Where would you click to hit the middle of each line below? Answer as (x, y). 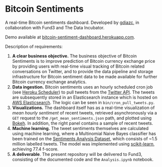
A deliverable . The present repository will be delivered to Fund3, (77, 154)
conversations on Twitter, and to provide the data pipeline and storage (83, 71)
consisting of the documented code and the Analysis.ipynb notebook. (83, 159)
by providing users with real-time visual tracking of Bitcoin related (78, 66)
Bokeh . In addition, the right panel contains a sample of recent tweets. (82, 123)
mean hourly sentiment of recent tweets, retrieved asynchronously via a (84, 112)
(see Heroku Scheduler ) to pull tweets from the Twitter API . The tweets (83, 92)
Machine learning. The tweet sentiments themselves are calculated (80, 128)
